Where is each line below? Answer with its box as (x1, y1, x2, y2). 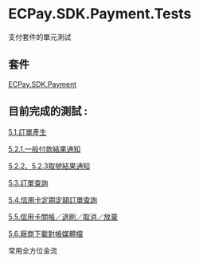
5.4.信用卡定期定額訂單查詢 (8, 194, 98, 204)
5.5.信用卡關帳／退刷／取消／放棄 (8, 212, 118, 222)
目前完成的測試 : (8, 104, 88, 118)
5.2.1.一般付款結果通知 (8, 144, 81, 154)
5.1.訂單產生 (8, 127, 47, 136)
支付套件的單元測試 (8, 32, 72, 41)
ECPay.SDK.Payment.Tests (8, 5, 192, 23)
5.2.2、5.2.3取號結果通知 (8, 161, 90, 171)
